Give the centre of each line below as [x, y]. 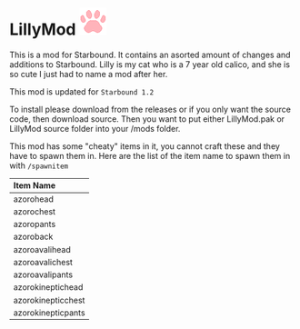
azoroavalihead [42, 249]
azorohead [34, 199]
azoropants [35, 224]
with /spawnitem [39, 165]
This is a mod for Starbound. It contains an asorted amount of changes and [150, 55]
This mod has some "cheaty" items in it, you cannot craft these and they [145, 146]
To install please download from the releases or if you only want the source [150, 109]
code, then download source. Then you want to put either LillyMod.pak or [147, 119]
